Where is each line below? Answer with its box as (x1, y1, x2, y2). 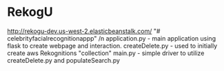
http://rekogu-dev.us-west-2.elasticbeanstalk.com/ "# (7, 27, 161, 35)
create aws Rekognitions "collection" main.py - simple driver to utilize (7, 49, 205, 57)
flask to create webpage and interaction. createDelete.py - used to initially (7, 41, 218, 50)
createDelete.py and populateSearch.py (7, 56, 121, 64)
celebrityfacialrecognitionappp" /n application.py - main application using (7, 34, 216, 42)
